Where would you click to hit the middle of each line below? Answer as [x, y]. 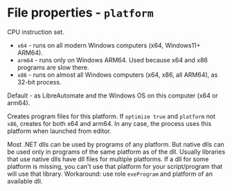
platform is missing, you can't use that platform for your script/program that [115, 166]
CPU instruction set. [36, 32]
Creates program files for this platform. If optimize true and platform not [111, 116]
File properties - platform [80, 13]
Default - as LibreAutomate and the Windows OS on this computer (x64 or [113, 95]
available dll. [25, 181]
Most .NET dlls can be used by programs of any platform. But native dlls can [116, 144]
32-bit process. [39, 82]
